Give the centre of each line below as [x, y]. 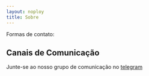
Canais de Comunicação [53, 53]
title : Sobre [23, 17]
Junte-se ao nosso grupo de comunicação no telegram [74, 67]
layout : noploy [25, 12]
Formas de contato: [30, 34]
